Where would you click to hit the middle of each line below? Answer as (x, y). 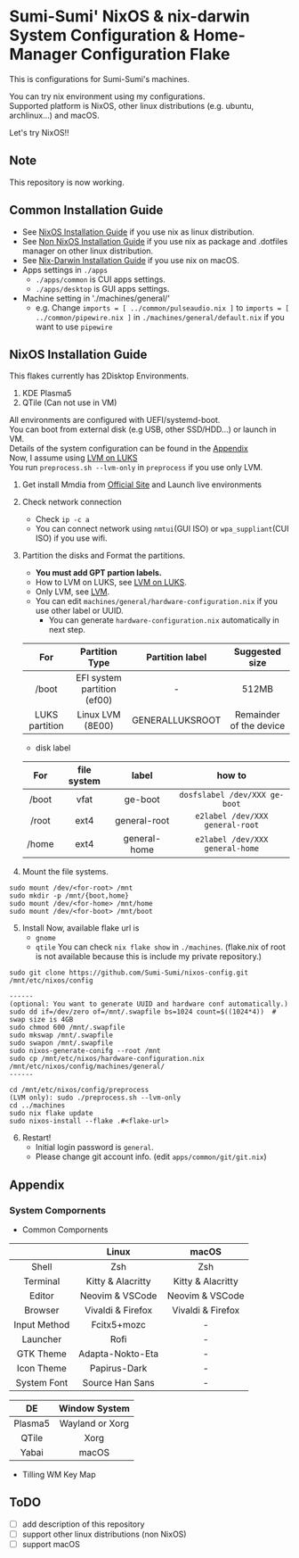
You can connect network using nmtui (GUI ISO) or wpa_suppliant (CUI (162, 529)
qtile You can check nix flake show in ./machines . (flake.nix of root (161, 947)
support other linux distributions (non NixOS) (104, 1534)
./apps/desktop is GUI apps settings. (102, 288)
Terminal (42, 1281)
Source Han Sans (119, 1383)
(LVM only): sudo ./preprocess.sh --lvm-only (95, 1098)
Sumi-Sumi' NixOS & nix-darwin (130, 17)
